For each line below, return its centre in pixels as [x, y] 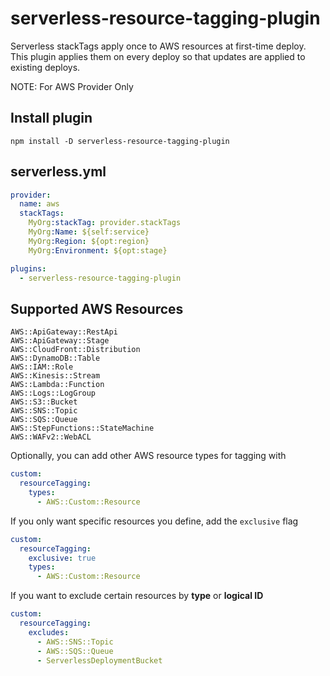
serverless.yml [58, 172]
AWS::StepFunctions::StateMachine [82, 428]
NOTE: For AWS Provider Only [72, 86]
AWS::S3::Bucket [44, 402]
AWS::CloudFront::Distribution [75, 350]
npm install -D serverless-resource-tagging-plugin [120, 141]
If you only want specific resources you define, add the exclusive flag [154, 521]
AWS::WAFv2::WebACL [51, 437]
